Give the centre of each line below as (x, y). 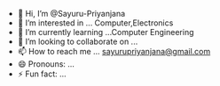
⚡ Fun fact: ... (42, 74)
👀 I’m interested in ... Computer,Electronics (95, 23)
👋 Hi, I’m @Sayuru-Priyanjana (71, 14)
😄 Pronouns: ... (46, 64)
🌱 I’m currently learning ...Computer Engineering (106, 32)
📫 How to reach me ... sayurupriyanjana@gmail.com (114, 51)
